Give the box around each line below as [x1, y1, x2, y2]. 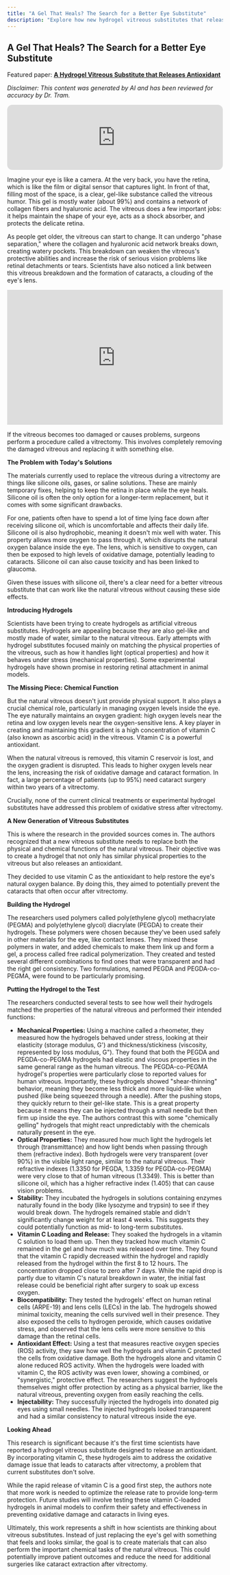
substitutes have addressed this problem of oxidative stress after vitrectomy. [7, 803, 223, 812]
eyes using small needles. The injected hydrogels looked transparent [16, 1405, 212, 1413]
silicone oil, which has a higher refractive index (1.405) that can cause [16, 1180, 214, 1188]
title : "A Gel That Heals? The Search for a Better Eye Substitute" [7, 10, 207, 17]
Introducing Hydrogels [7, 606, 73, 614]
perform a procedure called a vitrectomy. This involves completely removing [7, 438, 222, 446]
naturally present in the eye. [16, 1128, 96, 1136]
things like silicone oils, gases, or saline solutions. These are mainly [7, 479, 197, 487]
